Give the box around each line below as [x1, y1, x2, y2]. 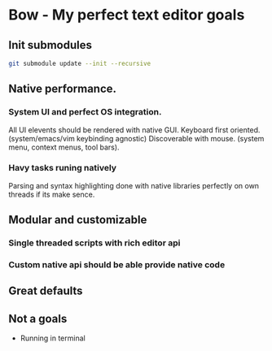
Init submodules [8, 38, 92, 52]
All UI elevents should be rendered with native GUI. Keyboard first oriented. [8, 124, 261, 135]
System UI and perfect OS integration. [8, 106, 162, 118]
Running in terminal [20, 333, 86, 343]
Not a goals [8, 311, 68, 326]
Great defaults [8, 284, 83, 298]
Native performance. [8, 82, 116, 96]
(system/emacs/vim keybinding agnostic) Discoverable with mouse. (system [8, 133, 265, 143]
